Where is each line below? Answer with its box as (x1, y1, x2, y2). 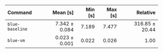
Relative (136, 9, 156, 16)
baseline (7, 26, 28, 32)
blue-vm (7, 38, 25, 43)
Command (7, 9, 33, 16)
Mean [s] (52, 9, 74, 16)
